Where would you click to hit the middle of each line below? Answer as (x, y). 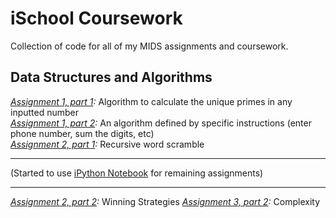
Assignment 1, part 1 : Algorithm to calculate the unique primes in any (151, 101)
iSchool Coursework (96, 18)
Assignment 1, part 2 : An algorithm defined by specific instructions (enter (161, 123)
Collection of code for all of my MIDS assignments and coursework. (149, 46)
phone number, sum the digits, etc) (82, 133)
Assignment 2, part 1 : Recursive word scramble (107, 144)
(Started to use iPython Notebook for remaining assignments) (137, 173)
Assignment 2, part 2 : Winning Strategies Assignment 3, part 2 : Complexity (165, 201)
